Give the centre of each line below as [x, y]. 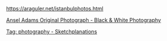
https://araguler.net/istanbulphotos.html [55, 9]
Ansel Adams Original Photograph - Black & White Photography [84, 20]
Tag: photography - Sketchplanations [52, 31]
